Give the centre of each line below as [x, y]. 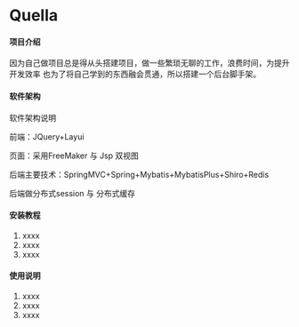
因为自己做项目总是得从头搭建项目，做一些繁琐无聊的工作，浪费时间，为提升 [149, 63]
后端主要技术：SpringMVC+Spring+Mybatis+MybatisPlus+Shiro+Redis [139, 174]
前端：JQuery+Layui [47, 136]
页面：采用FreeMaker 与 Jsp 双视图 [74, 156]
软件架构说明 [32, 117]
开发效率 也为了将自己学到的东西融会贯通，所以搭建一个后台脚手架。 [135, 74]
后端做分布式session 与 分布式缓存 [73, 193]
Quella [34, 16]
